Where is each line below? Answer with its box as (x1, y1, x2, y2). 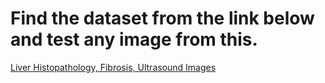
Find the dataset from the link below (10, 7, 315, 30)
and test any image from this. (10, 28, 258, 51)
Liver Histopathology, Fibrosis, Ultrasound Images (10, 61, 217, 73)
